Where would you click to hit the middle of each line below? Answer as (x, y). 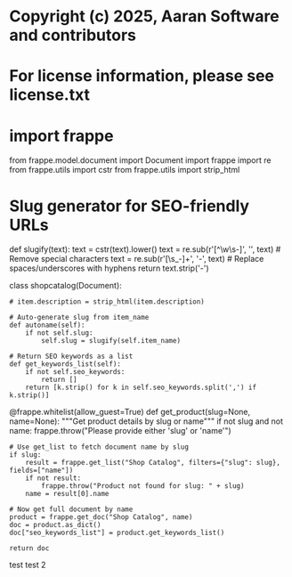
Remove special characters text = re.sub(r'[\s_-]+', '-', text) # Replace (137, 259)
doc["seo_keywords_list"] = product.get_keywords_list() (117, 533)
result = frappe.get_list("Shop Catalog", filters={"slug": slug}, (153, 463)
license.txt (50, 95)
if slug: (25, 455)
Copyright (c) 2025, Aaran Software (145, 16)
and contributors (73, 35)
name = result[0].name (67, 494)
